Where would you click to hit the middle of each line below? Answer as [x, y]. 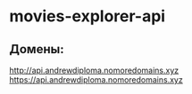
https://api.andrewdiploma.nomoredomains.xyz [96, 80]
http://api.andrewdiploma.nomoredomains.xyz [94, 70]
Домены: [37, 49]
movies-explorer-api [88, 16]
